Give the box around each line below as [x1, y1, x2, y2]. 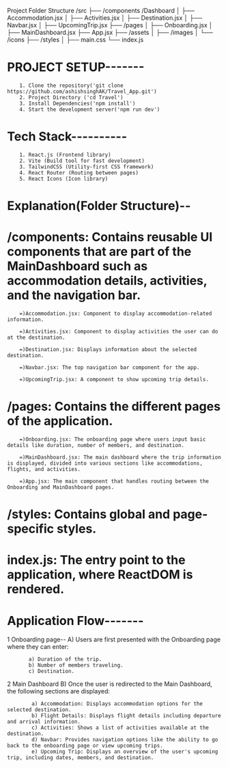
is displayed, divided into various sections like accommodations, [7, 459, 203, 467]
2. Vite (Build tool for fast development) [19, 157, 145, 164]
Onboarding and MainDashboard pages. [7, 483, 115, 491]
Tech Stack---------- [7, 129, 128, 144]
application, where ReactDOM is [7, 567, 193, 583]
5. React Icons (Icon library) [19, 175, 109, 182]
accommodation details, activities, [7, 273, 208, 289]
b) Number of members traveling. [28, 662, 124, 669]
